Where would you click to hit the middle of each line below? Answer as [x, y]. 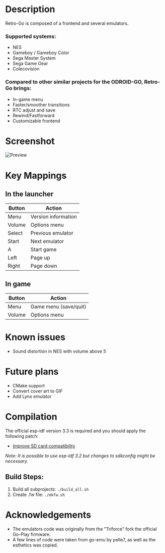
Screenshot [30, 141]
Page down [44, 266]
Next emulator [47, 241]
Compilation [31, 417]
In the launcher [29, 194]
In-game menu [28, 99]
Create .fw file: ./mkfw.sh [39, 494]
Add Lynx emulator [32, 396]
